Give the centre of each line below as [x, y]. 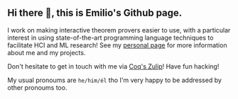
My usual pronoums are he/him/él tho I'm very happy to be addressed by [115, 80]
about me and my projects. [47, 52]
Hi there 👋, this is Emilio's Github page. [95, 13]
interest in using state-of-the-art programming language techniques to [110, 37]
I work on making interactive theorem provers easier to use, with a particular [119, 30]
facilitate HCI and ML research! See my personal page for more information [117, 45]
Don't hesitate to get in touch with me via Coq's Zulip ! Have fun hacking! [113, 66]
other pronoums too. [37, 87]
